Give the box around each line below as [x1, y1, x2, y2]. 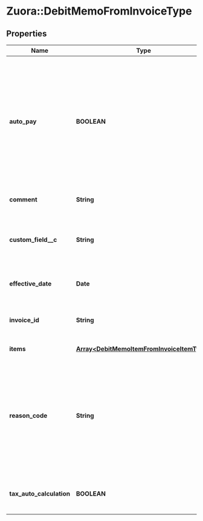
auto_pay [9, 117, 37, 126]
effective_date [9, 280, 52, 287]
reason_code [9, 411, 48, 420]
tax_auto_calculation [9, 489, 71, 498]
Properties [6, 29, 47, 39]
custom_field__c [9, 235, 57, 244]
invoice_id [9, 316, 39, 324]
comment [9, 195, 37, 204]
